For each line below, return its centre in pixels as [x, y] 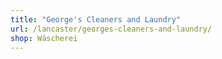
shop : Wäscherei [44, 38]
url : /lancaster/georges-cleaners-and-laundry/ [111, 29]
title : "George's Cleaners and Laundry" [96, 19]
